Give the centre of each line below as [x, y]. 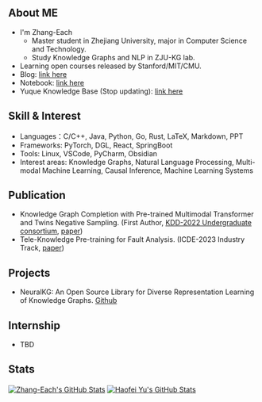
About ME [33, 13]
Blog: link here [43, 74]
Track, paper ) [42, 248]
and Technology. [59, 49]
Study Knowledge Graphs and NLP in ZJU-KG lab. [114, 57]
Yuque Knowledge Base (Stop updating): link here [101, 91]
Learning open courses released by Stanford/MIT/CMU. [111, 66]
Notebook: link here [52, 82]
